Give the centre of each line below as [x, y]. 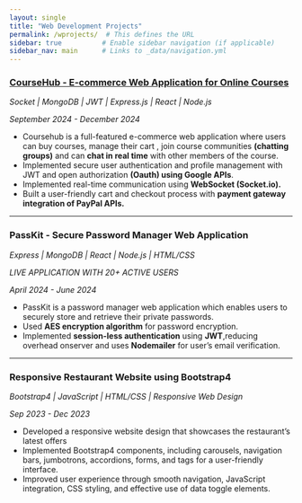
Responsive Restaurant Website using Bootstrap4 [120, 376]
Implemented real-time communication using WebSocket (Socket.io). [151, 184]
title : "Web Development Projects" [76, 26]
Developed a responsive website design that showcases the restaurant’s [156, 431]
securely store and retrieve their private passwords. [118, 316]
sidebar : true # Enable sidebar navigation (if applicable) [142, 43]
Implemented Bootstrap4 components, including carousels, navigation [152, 451]
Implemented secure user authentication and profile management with [152, 165]
